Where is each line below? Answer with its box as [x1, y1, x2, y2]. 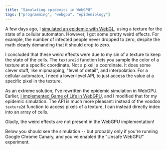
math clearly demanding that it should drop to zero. [5, 41, 111, 47]
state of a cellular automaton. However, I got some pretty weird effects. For [5, 31, 159, 37]
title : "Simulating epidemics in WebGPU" [5, 7, 93, 12]
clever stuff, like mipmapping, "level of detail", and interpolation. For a [5, 67, 148, 73]
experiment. [5, 138, 30, 145]
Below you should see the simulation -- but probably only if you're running [5, 128, 158, 134]
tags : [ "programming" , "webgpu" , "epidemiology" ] [5, 12, 111, 17]
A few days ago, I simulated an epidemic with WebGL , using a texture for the [5, 25, 162, 31]
